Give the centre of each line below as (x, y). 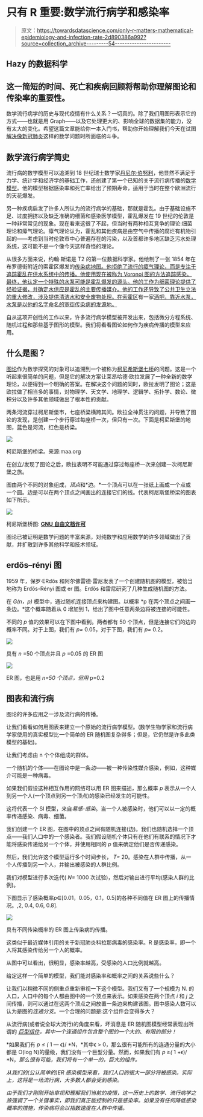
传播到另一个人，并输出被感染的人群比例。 (69, 865)
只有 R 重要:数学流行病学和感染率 (88, 12)
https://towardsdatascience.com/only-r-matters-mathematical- (115, 30)
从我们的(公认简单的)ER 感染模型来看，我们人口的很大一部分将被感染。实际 (99, 1073)
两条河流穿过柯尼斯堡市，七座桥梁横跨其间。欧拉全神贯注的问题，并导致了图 (101, 412)
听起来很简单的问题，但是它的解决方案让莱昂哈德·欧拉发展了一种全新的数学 (99, 376)
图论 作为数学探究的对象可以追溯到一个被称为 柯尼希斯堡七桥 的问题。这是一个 (101, 369)
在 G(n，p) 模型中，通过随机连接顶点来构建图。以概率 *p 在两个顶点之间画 (98, 601)
